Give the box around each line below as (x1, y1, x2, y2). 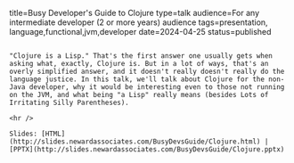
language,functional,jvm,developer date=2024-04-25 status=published (9, 27, 272, 37)
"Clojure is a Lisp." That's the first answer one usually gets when (9, 52, 274, 61)
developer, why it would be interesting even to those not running (29, 83, 285, 92)
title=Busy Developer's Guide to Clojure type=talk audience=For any (9, 8, 260, 18)
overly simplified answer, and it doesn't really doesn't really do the (9, 67, 285, 76)
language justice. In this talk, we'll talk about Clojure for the (9, 75, 265, 84)
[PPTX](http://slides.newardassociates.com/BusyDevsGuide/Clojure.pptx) (9, 145, 285, 154)
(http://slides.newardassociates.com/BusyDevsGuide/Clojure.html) (9, 137, 261, 146)
